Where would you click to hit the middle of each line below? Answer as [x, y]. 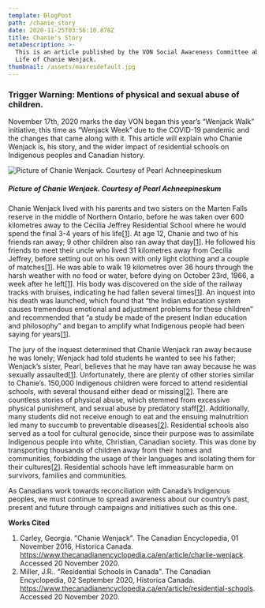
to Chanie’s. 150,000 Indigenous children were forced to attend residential [128, 383]
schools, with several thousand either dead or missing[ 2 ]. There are [118, 392]
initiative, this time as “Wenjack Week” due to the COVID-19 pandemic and [129, 130]
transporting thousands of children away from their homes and [110, 450]
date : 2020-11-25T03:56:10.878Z [61, 30]
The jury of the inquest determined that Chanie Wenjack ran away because [130, 350]
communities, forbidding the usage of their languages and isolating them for [132, 459]
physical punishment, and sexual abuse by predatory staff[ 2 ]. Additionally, [129, 408]
